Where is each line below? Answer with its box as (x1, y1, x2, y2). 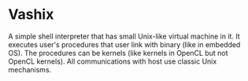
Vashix (8, 6, 54, 24)
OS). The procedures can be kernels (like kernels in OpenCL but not (8, 48, 228, 57)
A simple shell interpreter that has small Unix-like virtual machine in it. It (8, 31, 240, 41)
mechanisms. (8, 64, 52, 74)
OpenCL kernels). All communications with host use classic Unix (8, 57, 217, 66)
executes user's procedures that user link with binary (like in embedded (8, 39, 241, 49)
